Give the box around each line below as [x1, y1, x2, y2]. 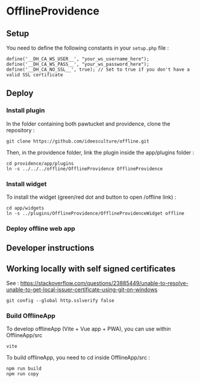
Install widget [6, 179, 47, 188]
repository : [6, 126, 35, 134]
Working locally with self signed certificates [6, 263, 176, 274]
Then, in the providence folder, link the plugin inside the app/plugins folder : [6, 149, 195, 156]
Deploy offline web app [6, 224, 75, 233]
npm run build [6, 365, 42, 372]
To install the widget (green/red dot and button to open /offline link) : [6, 193, 177, 201]
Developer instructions [6, 243, 95, 253]
